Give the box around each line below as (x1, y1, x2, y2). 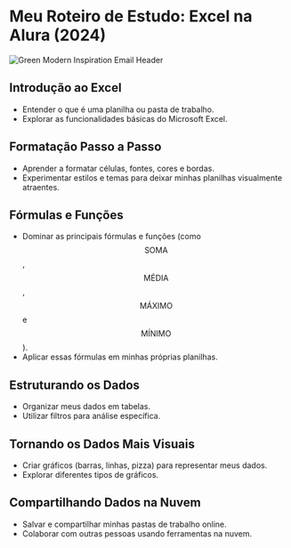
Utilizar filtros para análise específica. (21, 411, 161, 422)
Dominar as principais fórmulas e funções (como (21, 231, 202, 242)
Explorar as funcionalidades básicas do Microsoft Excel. (21, 113, 229, 124)
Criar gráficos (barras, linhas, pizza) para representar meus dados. (21, 460, 268, 471)
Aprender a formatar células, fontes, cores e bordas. (21, 163, 215, 173)
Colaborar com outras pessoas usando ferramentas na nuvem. (21, 528, 252, 539)
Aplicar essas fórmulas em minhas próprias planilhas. (21, 351, 218, 362)
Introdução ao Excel (9, 80, 122, 95)
